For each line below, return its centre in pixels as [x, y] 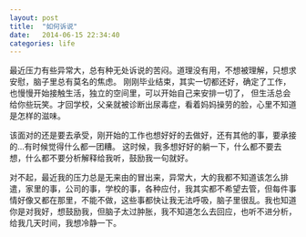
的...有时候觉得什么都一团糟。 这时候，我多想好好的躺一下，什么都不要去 [146, 147]
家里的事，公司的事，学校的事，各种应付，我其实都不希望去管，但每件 [157, 189]
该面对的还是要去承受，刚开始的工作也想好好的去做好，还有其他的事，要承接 [153, 135]
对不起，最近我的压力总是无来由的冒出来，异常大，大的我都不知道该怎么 [145, 178]
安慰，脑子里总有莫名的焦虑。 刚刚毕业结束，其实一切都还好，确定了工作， [150, 82]
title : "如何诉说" [44, 26]
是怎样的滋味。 [37, 116]
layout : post [34, 18]
